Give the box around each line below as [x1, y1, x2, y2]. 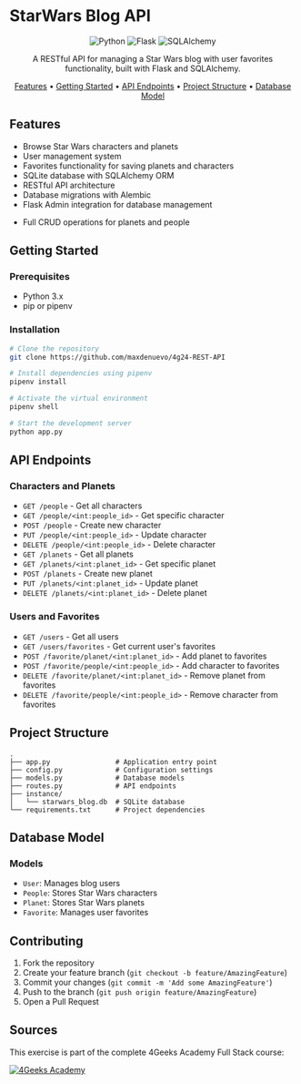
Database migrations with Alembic [22, 189, 152, 200]
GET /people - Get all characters [22, 500, 143, 511]
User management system [22, 150, 122, 161]
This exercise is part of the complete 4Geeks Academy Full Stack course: [9, 1047, 285, 1058]
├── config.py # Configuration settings [9, 765, 214, 774]
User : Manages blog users [22, 878, 121, 889]
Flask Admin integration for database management [22, 199, 213, 210]
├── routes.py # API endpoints [9, 781, 177, 791]
